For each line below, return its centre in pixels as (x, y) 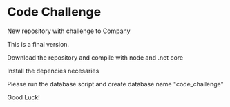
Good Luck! (23, 97)
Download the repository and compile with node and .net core (95, 57)
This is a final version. (38, 44)
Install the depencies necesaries (53, 71)
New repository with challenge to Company (69, 31)
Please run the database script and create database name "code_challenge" (116, 84)
